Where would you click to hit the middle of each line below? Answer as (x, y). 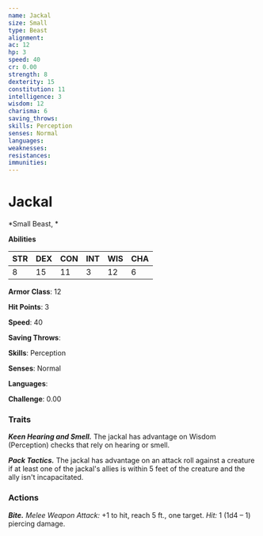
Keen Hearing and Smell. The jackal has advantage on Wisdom (112, 437)
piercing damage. (37, 523)
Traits (20, 419)
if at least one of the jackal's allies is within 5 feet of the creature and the (127, 469)
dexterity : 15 (32, 82)
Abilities (22, 239)
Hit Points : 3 (29, 307)
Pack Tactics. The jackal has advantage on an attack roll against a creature (131, 461)
